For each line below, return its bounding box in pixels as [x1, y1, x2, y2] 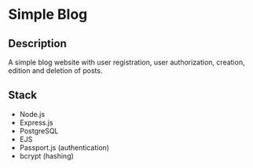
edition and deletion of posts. [8, 66, 103, 75]
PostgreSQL [19, 126, 59, 135]
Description [8, 37, 67, 50]
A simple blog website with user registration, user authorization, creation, [8, 57, 245, 67]
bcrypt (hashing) [19, 151, 75, 160]
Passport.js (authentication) [19, 143, 110, 152]
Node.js [19, 109, 46, 119]
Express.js [19, 118, 53, 127]
